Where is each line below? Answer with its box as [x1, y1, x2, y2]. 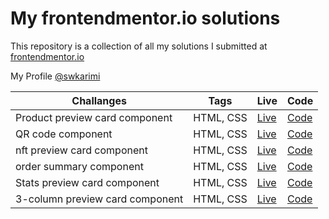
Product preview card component [15, 110, 173, 124]
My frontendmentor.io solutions [10, 7, 281, 30]
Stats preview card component [15, 175, 160, 189]
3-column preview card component [15, 192, 184, 206]
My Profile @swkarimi [10, 70, 101, 82]
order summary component [15, 159, 144, 173]
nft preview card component [15, 143, 148, 157]
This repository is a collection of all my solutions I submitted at [10, 40, 268, 52]
